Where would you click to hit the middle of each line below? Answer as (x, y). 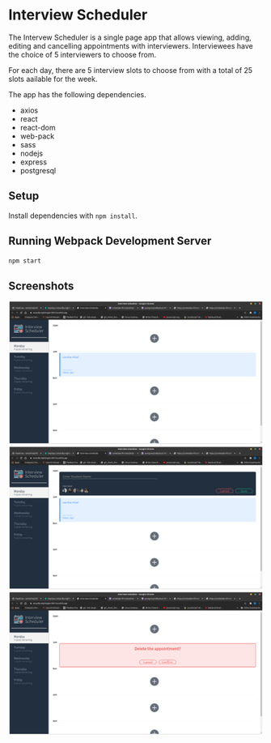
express (33, 162)
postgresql (38, 170)
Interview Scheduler (78, 15)
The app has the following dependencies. (78, 94)
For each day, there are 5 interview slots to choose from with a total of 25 (131, 70)
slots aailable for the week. (53, 79)
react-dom (38, 127)
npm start (25, 261)
